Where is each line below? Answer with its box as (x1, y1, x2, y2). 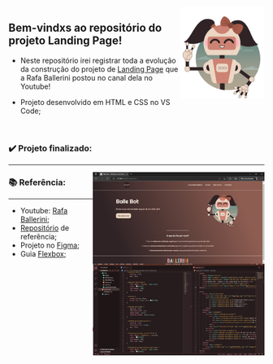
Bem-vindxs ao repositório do (8, 21, 162, 35)
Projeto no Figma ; (19, 240, 80, 250)
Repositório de (19, 223, 70, 233)
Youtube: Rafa (19, 206, 68, 216)
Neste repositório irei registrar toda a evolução (19, 55, 176, 65)
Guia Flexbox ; (19, 249, 67, 259)
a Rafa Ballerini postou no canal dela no (19, 72, 153, 82)
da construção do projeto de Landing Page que (19, 64, 179, 74)
